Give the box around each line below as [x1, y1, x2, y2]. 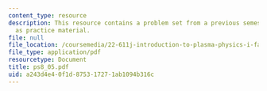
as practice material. [15, 26, 91, 34]
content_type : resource [8, 11, 87, 20]
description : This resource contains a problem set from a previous [8, 19, 240, 27]
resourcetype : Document [8, 56, 87, 64]
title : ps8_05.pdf [8, 63, 69, 71]
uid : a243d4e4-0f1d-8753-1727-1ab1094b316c [8, 70, 155, 78]
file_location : [8, 41, 59, 49]
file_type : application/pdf [8, 48, 102, 56]
